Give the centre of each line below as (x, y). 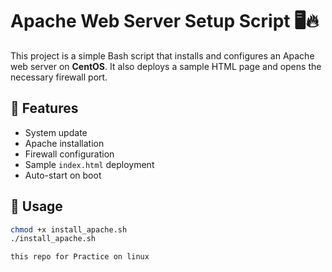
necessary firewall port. (59, 77)
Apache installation (64, 143)
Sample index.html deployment (89, 164)
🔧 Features (44, 108)
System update (56, 132)
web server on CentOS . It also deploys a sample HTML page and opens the (166, 66)
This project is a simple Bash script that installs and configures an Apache (162, 55)
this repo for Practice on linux (80, 257)
